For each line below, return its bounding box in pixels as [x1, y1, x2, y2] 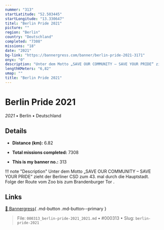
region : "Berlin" [5, 30, 41, 35]
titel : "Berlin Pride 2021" [5, 21, 62, 26]
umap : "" [5, 71, 23, 76]
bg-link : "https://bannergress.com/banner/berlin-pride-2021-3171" [5, 52, 145, 58]
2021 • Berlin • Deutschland [5, 113, 61, 118]
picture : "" [5, 25, 29, 30]
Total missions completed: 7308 [12, 149, 79, 155]
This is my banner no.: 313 [12, 159, 67, 164]
